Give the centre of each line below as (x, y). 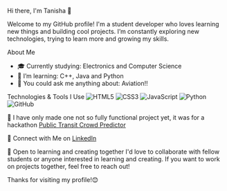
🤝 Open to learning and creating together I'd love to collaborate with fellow (113, 152)
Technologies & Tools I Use (46, 97)
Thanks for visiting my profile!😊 (53, 180)
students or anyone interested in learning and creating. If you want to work (113, 159)
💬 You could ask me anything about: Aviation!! (82, 83)
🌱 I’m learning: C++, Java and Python (70, 76)
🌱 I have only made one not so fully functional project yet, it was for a (106, 117)
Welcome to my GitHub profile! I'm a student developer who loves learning (113, 24)
